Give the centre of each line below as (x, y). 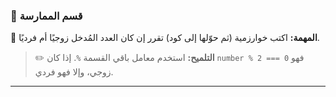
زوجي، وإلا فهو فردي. (74, 72)
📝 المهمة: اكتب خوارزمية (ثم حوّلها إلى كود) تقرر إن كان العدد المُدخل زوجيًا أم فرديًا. (165, 38)
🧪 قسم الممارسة (46, 16)
